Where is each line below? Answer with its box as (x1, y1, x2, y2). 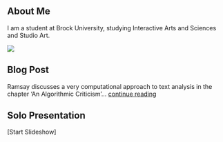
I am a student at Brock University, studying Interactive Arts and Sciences (7, 23, 217, 32)
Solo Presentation (7, 110, 86, 121)
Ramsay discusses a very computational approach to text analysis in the (7, 82, 213, 90)
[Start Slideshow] (7, 128, 57, 136)
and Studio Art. (7, 31, 50, 39)
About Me (7, 6, 50, 17)
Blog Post (7, 64, 50, 76)
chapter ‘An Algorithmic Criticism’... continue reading (7, 90, 157, 98)
